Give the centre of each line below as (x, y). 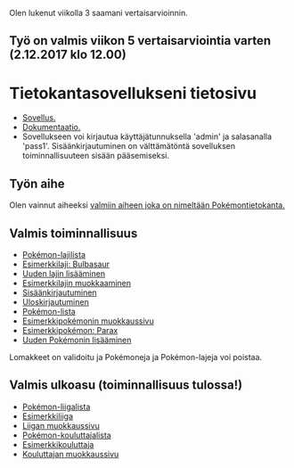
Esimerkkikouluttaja (58, 444)
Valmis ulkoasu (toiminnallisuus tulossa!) (126, 386)
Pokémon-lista (49, 311)
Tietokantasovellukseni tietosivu (133, 93)
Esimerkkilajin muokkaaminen (77, 283)
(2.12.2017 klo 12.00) (68, 55)
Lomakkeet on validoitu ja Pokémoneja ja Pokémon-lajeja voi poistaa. (136, 357)
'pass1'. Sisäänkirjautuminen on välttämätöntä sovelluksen (129, 146)
